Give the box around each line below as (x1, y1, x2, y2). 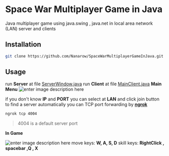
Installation (5, 40, 41, 49)
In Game (5, 130, 23, 136)
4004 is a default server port (17, 120, 78, 127)
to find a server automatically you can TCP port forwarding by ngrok (5, 101, 148, 108)
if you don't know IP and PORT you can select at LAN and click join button (5, 96, 160, 102)
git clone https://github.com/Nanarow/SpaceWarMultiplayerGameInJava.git (5, 54, 164, 59)
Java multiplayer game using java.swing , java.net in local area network (5, 20, 153, 26)
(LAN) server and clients (5, 25, 56, 31)
